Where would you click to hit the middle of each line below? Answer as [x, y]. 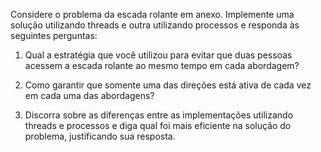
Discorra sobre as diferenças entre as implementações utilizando [159, 115]
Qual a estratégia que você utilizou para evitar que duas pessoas [158, 55]
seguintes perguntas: [54, 35]
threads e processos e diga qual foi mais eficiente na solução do [158, 125]
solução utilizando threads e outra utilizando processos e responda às [155, 25]
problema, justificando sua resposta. [100, 136]
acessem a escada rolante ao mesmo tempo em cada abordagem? [162, 65]
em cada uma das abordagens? [89, 95]
